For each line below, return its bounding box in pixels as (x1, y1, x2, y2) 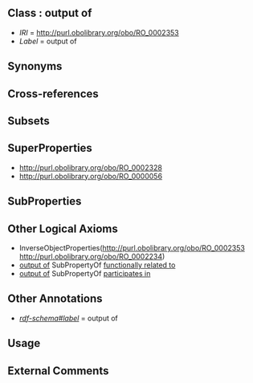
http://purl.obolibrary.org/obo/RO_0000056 (18, 171, 162, 181)
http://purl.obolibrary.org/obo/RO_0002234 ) (18, 252, 165, 261)
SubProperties (7, 194, 82, 208)
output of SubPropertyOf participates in (18, 269, 151, 278)
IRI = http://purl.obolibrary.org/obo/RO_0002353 (18, 27, 180, 37)
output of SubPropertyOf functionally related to (18, 260, 176, 270)
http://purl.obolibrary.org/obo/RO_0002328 (18, 162, 162, 172)
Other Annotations (7, 292, 103, 306)
